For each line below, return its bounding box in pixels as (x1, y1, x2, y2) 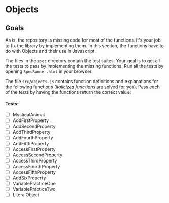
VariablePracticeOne (12, 180, 56, 186)
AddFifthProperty (12, 140, 49, 146)
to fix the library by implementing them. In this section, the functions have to (5, 43, 164, 49)
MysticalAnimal (12, 112, 45, 118)
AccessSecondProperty (12, 152, 63, 158)
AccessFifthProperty (12, 169, 56, 175)
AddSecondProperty (12, 123, 56, 130)
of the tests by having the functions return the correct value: (5, 89, 131, 95)
